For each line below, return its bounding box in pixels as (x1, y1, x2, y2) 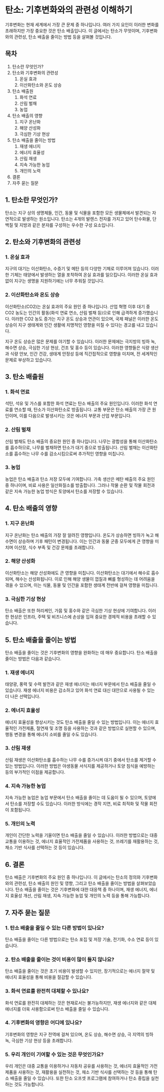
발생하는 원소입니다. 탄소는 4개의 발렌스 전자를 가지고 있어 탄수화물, (22, 216, 152, 222)
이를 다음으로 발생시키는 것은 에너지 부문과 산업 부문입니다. (19, 413, 132, 419)
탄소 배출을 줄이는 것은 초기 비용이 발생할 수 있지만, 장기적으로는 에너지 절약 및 (5, 968, 155, 974)
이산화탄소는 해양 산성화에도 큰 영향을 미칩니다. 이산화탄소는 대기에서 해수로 (5, 570, 150, 576)
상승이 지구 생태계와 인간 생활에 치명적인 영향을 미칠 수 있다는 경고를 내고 (5, 322, 145, 328)
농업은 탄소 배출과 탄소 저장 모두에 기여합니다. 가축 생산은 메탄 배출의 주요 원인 (5, 476, 155, 482)
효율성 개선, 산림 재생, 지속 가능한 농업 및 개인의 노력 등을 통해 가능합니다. (10, 893, 151, 899)
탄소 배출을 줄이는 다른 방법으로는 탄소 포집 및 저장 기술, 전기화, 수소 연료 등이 (5, 936, 154, 942)
